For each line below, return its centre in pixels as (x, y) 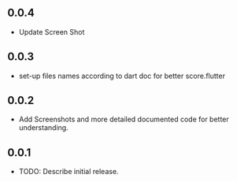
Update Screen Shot (52, 32)
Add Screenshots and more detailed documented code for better (124, 119)
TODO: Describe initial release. (69, 172)
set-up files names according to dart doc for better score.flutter (122, 76)
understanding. (43, 128)
